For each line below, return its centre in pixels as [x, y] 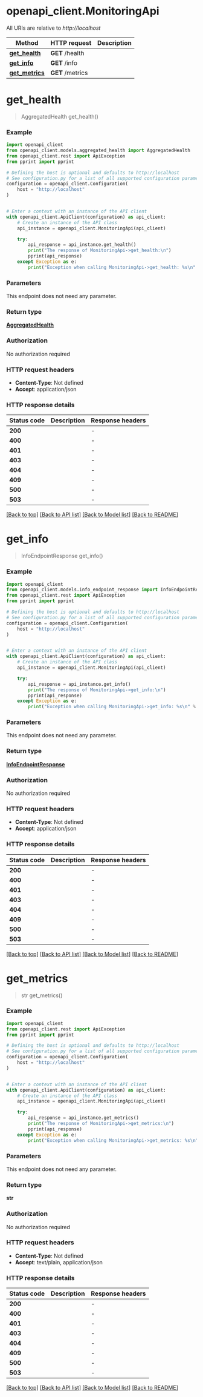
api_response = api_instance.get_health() [82, 245]
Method [27, 42]
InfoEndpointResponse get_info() [62, 556]
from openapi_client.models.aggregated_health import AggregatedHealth [98, 151]
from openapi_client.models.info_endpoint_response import [82, 590]
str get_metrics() [42, 995]
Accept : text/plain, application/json [59, 1262]
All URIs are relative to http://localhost [53, 28]
